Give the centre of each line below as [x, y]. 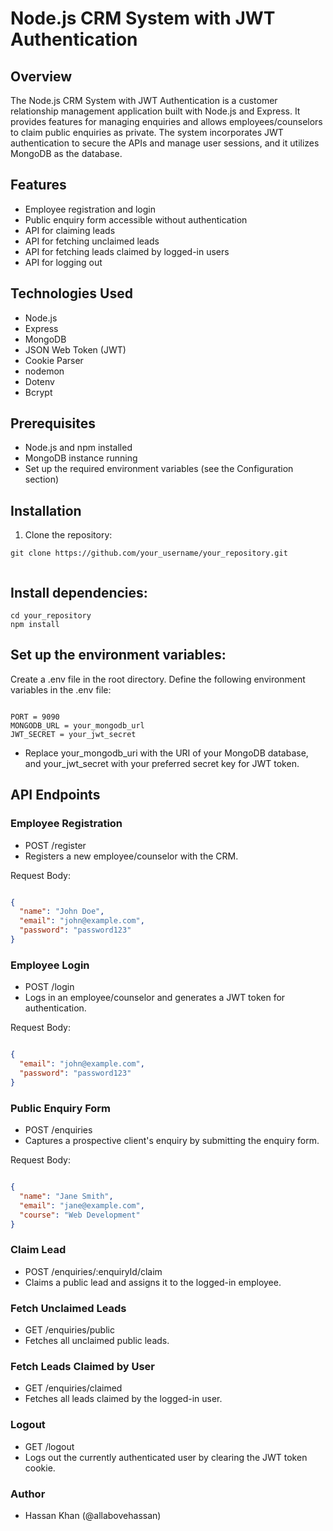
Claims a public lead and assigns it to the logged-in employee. [153, 1282]
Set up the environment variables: [118, 655]
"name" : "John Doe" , [62, 912]
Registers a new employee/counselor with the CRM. [131, 856]
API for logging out [63, 262]
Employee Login [50, 965]
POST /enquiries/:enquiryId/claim [93, 1271]
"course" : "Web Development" [80, 1215]
